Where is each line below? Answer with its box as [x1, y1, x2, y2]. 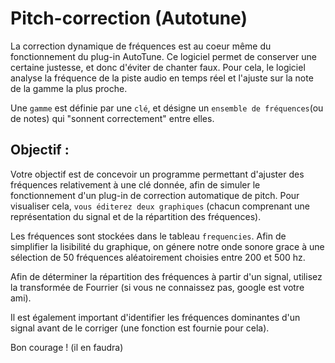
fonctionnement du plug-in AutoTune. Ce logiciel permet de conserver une [10, 50, 317, 62]
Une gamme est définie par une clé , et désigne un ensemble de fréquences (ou [10, 102, 324, 114]
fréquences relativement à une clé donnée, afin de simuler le [10, 178, 261, 191]
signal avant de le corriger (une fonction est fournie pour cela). [10, 322, 270, 334]
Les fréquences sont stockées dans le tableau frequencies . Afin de [10, 230, 287, 242]
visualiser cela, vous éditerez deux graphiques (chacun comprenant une [10, 200, 310, 212]
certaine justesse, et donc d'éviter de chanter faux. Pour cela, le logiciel [10, 61, 306, 73]
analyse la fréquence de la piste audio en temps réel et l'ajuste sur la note [10, 72, 314, 84]
